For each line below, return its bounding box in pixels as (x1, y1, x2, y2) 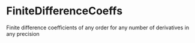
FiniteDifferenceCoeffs (6, 4, 123, 18)
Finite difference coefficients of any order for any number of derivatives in (6, 24, 190, 31)
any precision (6, 30, 40, 37)
